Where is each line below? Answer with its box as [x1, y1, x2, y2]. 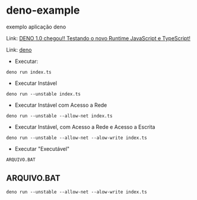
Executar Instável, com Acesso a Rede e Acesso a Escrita [14, 123, 155, 131]
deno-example [6, 4, 80, 17]
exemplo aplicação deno [6, 23, 66, 30]
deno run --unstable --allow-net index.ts [6, 113, 113, 119]
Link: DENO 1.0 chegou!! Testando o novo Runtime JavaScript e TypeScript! [6, 34, 191, 42]
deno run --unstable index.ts [6, 91, 81, 97]
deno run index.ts [6, 69, 52, 75]
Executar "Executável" [14, 145, 70, 152]
